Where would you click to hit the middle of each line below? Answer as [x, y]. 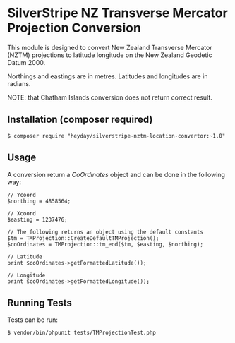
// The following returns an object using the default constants [105, 232]
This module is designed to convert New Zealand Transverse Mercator [110, 47]
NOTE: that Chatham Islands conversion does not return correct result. [110, 97]
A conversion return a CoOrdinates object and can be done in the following [116, 174]
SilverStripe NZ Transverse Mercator [117, 13]
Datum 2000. [26, 62]
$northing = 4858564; [39, 201]
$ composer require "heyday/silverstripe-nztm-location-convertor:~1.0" [116, 136]
